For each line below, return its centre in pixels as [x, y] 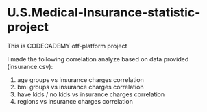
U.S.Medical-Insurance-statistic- [104, 13]
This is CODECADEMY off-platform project [67, 46]
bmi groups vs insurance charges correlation [80, 87]
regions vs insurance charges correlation [75, 101]
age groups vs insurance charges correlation [80, 79]
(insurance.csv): [30, 66]
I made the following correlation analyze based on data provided [98, 59]
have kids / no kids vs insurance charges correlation [91, 94]
